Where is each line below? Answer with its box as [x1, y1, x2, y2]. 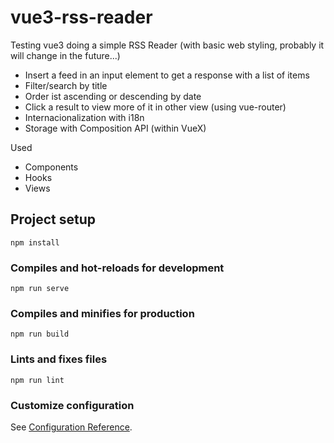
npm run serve [10, 284, 70, 294]
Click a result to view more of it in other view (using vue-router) [24, 101, 287, 113]
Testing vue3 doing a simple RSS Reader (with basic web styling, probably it [10, 39, 325, 51]
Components [24, 161, 79, 173]
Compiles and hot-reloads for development [10, 261, 225, 275]
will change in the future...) [10, 49, 121, 61]
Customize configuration [10, 398, 135, 412]
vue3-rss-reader [10, 6, 153, 29]
